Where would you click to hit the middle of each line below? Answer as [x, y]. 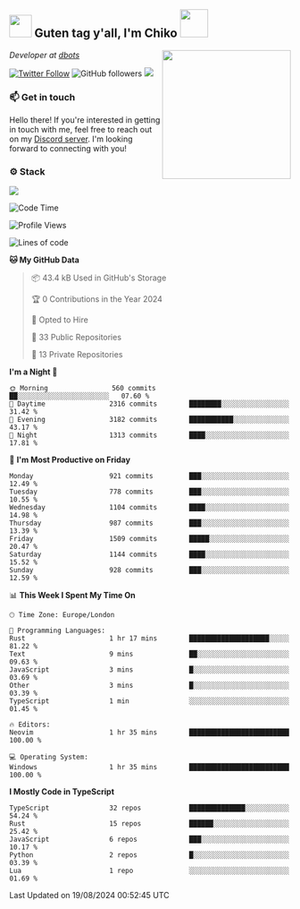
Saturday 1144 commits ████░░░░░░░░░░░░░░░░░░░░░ [150, 555]
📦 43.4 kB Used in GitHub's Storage [99, 278]
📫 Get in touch [42, 97]
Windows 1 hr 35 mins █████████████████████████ [150, 768]
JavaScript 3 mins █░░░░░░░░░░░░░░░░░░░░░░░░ [150, 670]
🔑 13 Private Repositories [77, 355]
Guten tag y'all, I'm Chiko [106, 34]
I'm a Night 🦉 [33, 372]
